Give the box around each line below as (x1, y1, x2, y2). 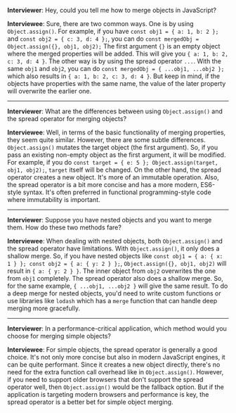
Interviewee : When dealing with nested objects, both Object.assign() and (7, 237, 223, 245)
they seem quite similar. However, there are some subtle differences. (7, 136, 206, 144)
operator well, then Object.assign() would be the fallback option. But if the (7, 383, 225, 391)
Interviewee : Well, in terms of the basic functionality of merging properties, (7, 128, 226, 136)
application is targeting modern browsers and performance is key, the (7, 390, 209, 398)
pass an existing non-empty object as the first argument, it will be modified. (7, 151, 226, 159)
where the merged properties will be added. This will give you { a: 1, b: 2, (7, 49, 228, 58)
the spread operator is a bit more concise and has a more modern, (7, 181, 199, 189)
